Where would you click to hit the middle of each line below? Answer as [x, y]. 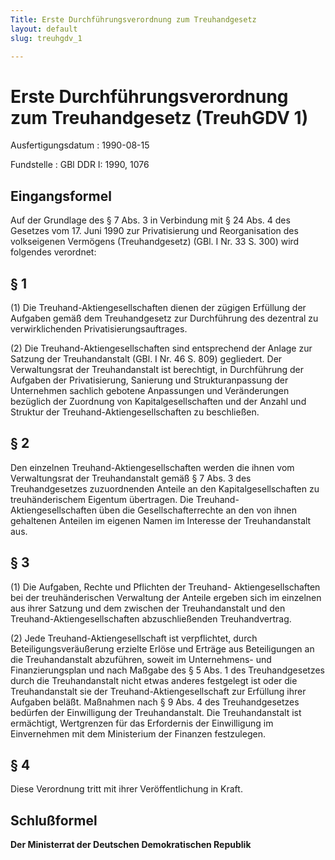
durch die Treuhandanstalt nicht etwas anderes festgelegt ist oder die [154, 680]
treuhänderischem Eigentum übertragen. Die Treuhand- [125, 499]
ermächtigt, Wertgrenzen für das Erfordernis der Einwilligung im [142, 723]
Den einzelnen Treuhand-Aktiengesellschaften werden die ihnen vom [152, 467]
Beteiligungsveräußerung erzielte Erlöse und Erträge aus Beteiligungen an [162, 648]
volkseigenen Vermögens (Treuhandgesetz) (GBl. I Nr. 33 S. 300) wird [155, 242]
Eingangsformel [61, 196]
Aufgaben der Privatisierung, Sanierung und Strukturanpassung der [149, 380]
